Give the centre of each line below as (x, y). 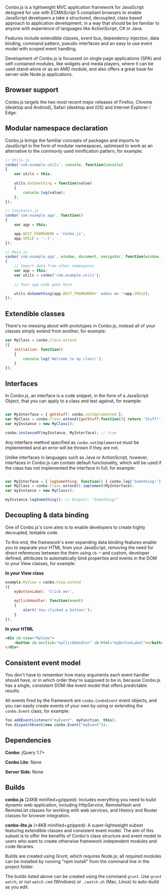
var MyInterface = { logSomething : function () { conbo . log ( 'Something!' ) (83, 481)
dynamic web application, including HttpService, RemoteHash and (73, 805)
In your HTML (19, 629)
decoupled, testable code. (32, 532)
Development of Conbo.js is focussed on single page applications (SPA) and (83, 58)
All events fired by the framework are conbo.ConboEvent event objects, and (81, 700)
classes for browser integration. (38, 815)
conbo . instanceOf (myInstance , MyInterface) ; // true (61, 433)
